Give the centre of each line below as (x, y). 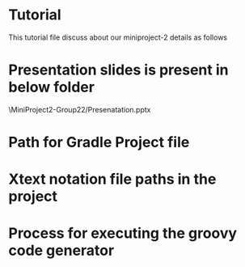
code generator (61, 250)
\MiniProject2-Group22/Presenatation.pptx (80, 109)
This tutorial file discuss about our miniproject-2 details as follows (118, 37)
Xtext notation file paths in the (112, 179)
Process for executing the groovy (122, 233)
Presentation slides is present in (118, 70)
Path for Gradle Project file (99, 142)
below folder (52, 87)
